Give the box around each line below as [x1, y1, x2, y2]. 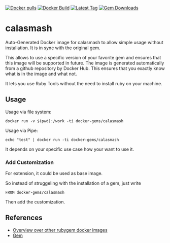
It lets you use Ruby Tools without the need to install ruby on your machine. [5, 80, 162, 86]
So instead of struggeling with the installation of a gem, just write [5, 180, 141, 186]
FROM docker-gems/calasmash [5, 190, 65, 195]
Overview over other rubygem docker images [12, 227, 108, 233]
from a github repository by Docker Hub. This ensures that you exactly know [5, 65, 165, 71]
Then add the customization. [5, 199, 65, 205]
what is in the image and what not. [5, 71, 77, 77]
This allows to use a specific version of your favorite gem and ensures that [5, 54, 161, 60]
